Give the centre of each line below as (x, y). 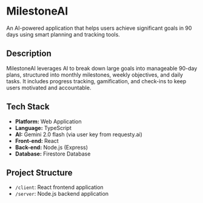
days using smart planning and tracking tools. (63, 34)
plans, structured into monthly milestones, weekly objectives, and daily (95, 75)
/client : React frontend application (59, 187)
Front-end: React (37, 140)
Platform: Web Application (48, 121)
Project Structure (39, 172)
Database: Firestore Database (53, 154)
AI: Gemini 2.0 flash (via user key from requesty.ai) (78, 134)
